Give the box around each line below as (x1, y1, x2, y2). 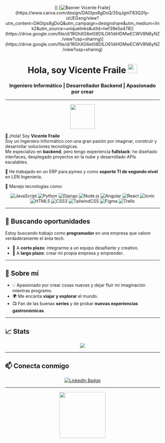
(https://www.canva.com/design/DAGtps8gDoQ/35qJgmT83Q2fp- (15, 10, 150, 16)
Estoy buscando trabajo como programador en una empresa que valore (5, 230, 151, 236)
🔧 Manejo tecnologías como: (5, 184, 63, 190)
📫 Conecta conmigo (5, 362, 70, 370)
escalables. (5, 159, 28, 165)
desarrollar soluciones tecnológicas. (5, 143, 79, 150)
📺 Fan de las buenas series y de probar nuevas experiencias (12, 301, 138, 307)
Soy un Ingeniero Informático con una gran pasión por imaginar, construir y (5, 138, 157, 144)
